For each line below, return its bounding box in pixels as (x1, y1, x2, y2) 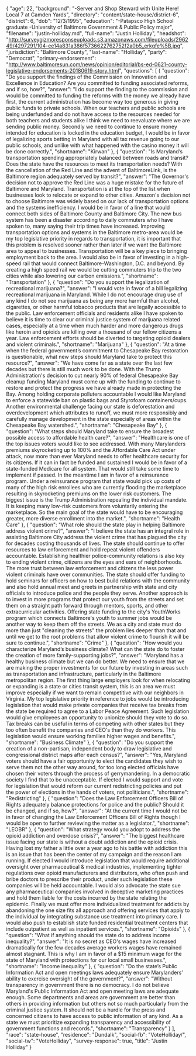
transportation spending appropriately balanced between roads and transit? (6, 155, 189, 161)
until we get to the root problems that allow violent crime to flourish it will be (6, 633, 189, 640)
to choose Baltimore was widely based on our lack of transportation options (6, 198, 189, 204)
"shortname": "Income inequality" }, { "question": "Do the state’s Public (6, 963, 177, 969)
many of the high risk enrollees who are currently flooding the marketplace (6, 484, 186, 491)
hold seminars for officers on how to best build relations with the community (6, 577, 190, 584)
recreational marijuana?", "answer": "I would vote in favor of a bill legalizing (6, 285, 188, 292)
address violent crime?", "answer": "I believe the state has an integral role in (6, 527, 189, 534)
